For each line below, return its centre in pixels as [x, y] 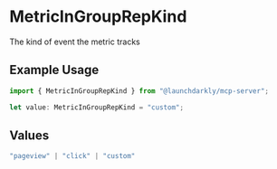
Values [29, 135]
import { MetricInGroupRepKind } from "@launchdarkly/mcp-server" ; [139, 91]
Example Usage [54, 70]
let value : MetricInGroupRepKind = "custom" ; [96, 107]
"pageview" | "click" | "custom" [72, 156]
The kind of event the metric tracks [75, 42]
